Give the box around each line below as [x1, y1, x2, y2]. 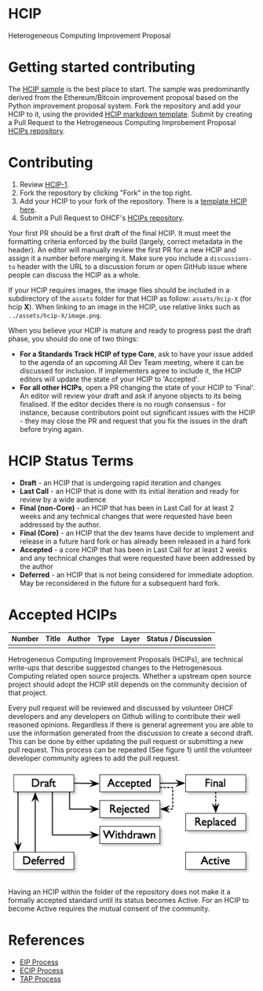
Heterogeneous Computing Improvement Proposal [8, 31, 171, 40]
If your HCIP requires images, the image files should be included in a [8, 285, 230, 295]
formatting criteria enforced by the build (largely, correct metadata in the [8, 237, 243, 246]
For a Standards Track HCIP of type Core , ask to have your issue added [19, 349, 254, 359]
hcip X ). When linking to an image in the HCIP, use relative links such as [8, 302, 241, 311]
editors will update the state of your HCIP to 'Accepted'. [19, 374, 199, 384]
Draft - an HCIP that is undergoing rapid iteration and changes [19, 477, 221, 488]
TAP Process [19, 974, 61, 983]
